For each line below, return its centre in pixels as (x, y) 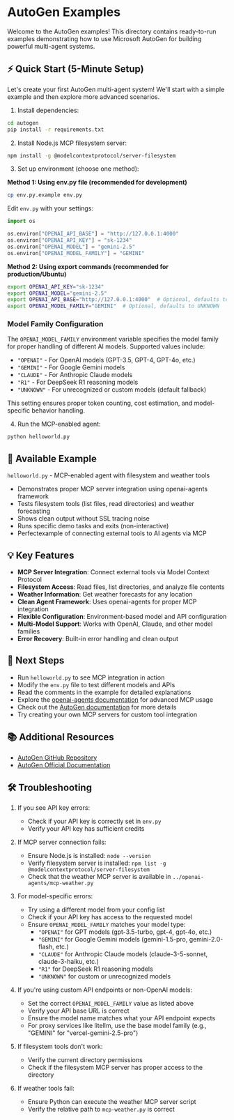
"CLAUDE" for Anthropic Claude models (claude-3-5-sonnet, (123, 954)
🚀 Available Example (52, 458)
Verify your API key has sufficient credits (86, 829)
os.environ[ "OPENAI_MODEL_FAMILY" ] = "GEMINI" (76, 253)
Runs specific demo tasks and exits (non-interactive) (93, 526)
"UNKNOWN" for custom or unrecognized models (104, 976)
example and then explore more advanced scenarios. (84, 97)
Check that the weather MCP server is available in (99, 877)
